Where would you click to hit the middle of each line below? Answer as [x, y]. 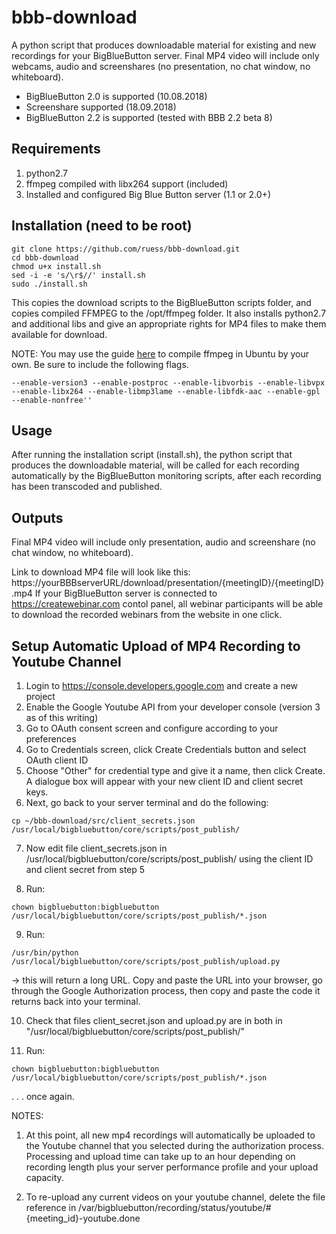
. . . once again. [43, 1096]
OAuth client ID [57, 760]
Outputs [37, 517]
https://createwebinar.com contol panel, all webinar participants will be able [167, 604]
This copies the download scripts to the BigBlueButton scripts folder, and [161, 302]
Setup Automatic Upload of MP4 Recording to [156, 646]
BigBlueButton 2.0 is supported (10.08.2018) [116, 96]
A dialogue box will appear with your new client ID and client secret [164, 781]
